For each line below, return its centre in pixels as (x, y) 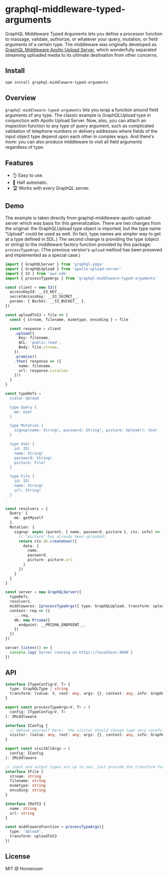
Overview (21, 98)
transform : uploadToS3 (33, 836)
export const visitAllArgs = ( (38, 749)
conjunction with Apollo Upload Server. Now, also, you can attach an (76, 121)
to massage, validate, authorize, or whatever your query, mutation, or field (81, 39)
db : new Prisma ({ (32, 620)
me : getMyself (29, 518)
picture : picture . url (50, 560)
